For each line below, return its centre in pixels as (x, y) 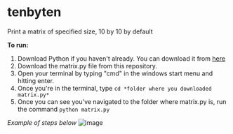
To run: (18, 45)
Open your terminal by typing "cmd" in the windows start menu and (115, 73)
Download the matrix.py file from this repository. (87, 66)
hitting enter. (36, 80)
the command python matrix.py (64, 109)
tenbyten (34, 12)
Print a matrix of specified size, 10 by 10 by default (80, 31)
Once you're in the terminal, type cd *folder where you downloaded (114, 88)
